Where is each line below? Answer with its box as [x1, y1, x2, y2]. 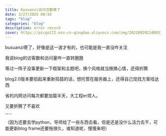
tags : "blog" [5, 16, 32, 21]
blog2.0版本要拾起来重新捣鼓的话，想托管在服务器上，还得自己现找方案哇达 [5, 76, 159, 82]
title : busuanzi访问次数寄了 [5, 7, 61, 12]
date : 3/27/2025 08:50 [5, 12, 52, 17]
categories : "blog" [5, 21, 45, 26]
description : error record [5, 26, 61, 31]
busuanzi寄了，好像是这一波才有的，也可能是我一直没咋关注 [5, 45, 127, 50]
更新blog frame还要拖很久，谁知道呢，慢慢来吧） [9, 126, 110, 131]
